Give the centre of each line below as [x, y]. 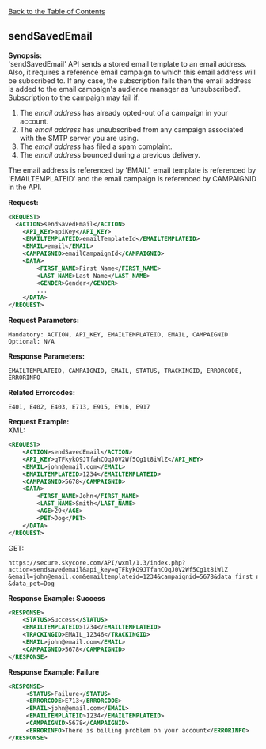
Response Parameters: [47, 356]
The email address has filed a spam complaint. [96, 146]
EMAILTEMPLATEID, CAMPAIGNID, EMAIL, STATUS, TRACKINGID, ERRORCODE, [125, 371]
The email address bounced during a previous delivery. [110, 154]
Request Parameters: [44, 321]
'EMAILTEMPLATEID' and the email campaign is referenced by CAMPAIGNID [133, 178]
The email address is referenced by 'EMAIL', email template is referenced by [132, 170]
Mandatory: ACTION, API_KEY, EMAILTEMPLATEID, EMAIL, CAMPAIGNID [118, 335]
